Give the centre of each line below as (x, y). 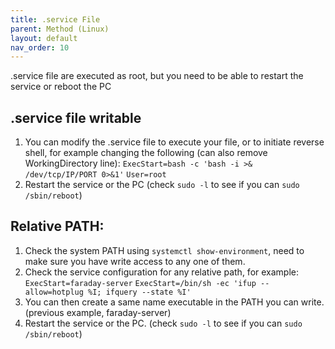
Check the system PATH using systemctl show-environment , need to (164, 250)
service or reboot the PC (61, 87)
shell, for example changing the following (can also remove (146, 153)
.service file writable (76, 117)
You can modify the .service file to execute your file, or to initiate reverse (174, 142)
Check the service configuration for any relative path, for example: (162, 272)
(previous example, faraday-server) (98, 312)
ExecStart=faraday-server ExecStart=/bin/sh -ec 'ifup (140, 283)
